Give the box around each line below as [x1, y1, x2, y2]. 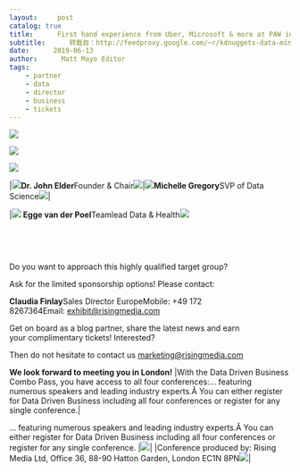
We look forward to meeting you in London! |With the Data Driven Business [9, 367, 289, 378]
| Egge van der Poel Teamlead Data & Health [9, 209, 180, 220]
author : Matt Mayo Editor [9, 55, 126, 63]
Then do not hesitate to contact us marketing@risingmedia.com [9, 350, 244, 360]
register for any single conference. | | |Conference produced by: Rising [9, 442, 277, 453]
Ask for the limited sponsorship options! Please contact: [9, 279, 215, 290]
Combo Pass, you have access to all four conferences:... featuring [9, 376, 253, 387]
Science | [9, 191, 51, 202]
